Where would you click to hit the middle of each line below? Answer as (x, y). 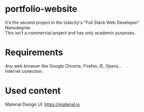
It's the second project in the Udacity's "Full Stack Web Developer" (72, 22)
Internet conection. (24, 71)
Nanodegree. (18, 27)
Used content (33, 91)
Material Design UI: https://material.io (43, 104)
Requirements (34, 53)
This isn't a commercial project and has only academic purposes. (70, 33)
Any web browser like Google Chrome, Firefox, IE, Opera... (63, 66)
